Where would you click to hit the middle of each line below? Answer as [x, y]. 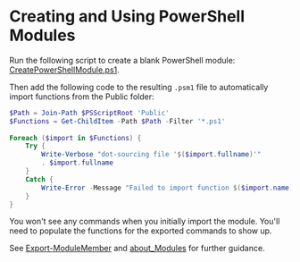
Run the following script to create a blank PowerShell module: [122, 60]
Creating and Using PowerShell [127, 17]
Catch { [39, 179]
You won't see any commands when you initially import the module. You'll [145, 222]
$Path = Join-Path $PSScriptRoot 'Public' [89, 113]
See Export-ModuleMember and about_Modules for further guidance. [137, 249]
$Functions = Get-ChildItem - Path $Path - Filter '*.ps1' [117, 121]
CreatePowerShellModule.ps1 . [65, 70]
